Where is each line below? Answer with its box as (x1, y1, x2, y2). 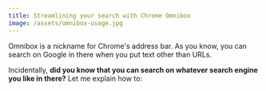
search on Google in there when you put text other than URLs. (8, 49, 212, 59)
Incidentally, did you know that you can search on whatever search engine (8, 65, 258, 74)
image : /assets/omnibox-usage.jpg (8, 19, 124, 27)
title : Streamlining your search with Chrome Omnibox (8, 11, 192, 20)
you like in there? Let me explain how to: (8, 73, 142, 83)
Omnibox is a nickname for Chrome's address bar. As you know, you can (8, 41, 248, 50)
